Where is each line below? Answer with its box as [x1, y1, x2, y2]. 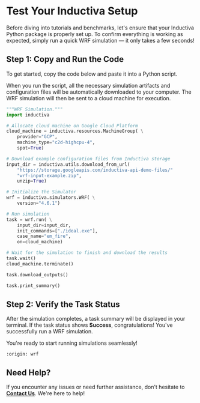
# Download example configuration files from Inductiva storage [6, 156, 171, 162]
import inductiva [6, 112, 50, 118]
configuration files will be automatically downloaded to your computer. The [6, 88, 192, 95]
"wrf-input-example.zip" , [17, 172, 82, 178]
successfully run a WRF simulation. [6, 328, 93, 335]
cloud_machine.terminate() [6, 261, 74, 267]
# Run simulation [6, 211, 50, 217]
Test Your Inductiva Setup [6, 4, 138, 18]
